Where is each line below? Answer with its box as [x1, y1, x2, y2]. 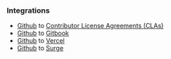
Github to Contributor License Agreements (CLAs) [16, 22, 164, 30]
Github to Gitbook [16, 29, 69, 37]
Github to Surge [16, 44, 64, 53]
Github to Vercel [16, 37, 65, 45]
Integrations [6, 6, 51, 15]
